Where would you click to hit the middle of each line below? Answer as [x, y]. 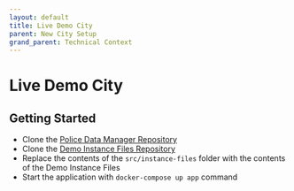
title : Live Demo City [51, 26]
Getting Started [53, 118]
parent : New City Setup [53, 34]
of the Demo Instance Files [71, 168]
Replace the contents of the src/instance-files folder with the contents [154, 158]
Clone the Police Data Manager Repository [100, 140]
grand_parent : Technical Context [71, 42]
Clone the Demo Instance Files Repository [98, 149]
